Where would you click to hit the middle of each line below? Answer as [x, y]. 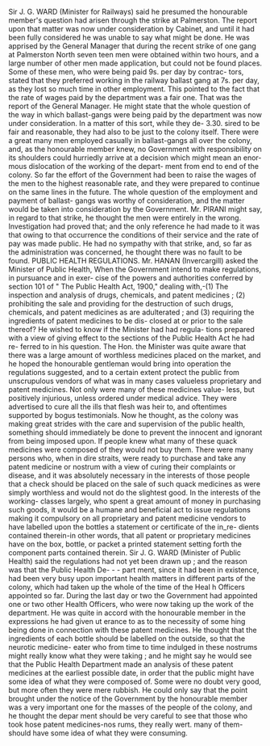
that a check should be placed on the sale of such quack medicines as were [134, 484]
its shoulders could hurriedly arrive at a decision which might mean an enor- [135, 158]
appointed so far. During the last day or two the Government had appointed [133, 596]
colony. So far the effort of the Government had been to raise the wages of [132, 175]
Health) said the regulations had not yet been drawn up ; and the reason [128, 561]
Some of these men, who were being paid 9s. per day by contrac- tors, [126, 72]
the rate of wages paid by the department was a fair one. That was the [125, 97]
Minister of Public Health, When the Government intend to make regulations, [135, 269]
